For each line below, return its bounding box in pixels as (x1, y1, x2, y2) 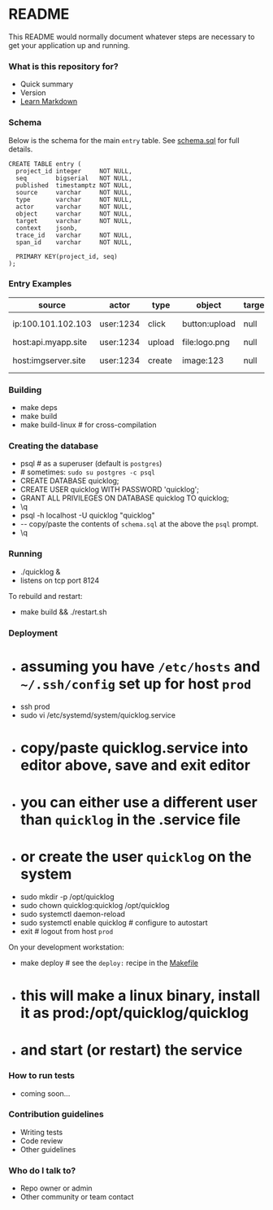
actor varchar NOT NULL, (15, 203, 132, 211)
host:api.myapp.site (12, 336, 88, 347)
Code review (19, 1136, 63, 1146)
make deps (19, 403, 58, 413)
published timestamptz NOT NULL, (15, 181, 132, 190)
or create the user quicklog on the (19, 848, 252, 867)
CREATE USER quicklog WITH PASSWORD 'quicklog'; (19, 485, 200, 495)
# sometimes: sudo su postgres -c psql (19, 467, 156, 477)
